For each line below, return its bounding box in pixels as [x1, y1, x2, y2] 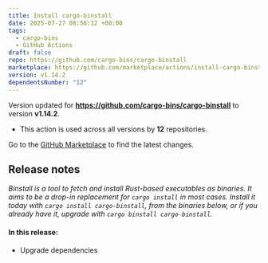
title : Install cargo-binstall [8, 11, 112, 20]
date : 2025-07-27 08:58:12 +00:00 [8, 19, 124, 27]
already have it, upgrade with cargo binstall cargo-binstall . [8, 209, 213, 219]
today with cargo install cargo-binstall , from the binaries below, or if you [8, 201, 258, 210]
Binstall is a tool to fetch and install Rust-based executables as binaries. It [8, 184, 253, 194]
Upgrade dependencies [19, 245, 98, 255]
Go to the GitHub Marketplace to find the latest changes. [8, 139, 194, 149]
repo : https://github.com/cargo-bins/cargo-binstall [8, 57, 187, 65]
